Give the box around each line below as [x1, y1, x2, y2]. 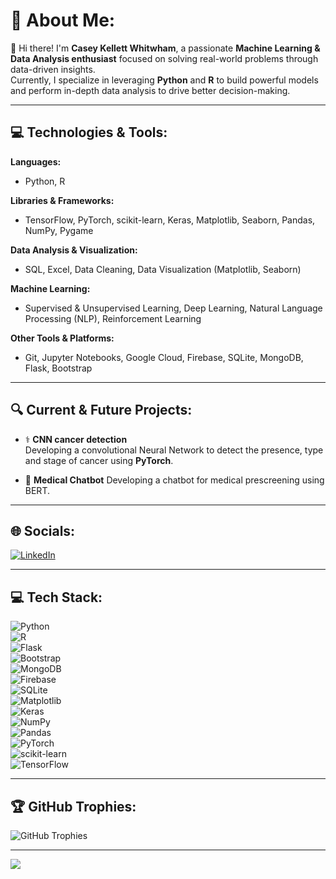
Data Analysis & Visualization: [10, 244, 138, 256]
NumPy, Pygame [24, 224, 94, 236]
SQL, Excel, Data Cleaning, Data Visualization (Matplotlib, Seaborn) [24, 263, 302, 275]
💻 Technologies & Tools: [10, 124, 168, 141]
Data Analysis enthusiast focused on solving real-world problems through [10, 52, 319, 64]
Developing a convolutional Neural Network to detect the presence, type [24, 444, 324, 456]
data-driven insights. [10, 63, 96, 75]
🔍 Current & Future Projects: [10, 402, 193, 419]
